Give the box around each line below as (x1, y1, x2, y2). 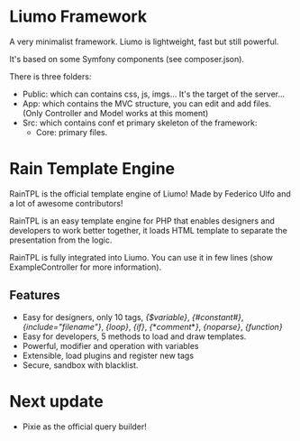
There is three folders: (9, 70, 92, 82)
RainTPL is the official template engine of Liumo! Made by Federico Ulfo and (9, 188, 291, 199)
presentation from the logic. (9, 234, 113, 245)
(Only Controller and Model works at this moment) (22, 107, 209, 118)
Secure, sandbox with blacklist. (22, 359, 139, 371)
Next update (9, 390, 104, 411)
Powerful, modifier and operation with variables (22, 340, 200, 351)
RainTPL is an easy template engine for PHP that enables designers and (9, 215, 275, 226)
